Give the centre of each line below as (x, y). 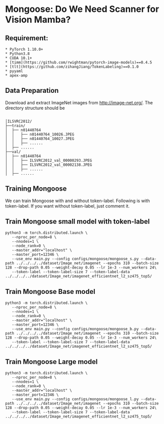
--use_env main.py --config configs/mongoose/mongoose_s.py (75, 259)
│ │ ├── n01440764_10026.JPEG (40, 134)
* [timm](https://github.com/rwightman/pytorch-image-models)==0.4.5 (79, 63)
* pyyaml (14, 71)
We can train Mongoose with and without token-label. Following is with (78, 201)
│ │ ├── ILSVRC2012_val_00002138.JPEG (49, 165)
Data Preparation (32, 91)
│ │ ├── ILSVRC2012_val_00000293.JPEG (49, 160)
